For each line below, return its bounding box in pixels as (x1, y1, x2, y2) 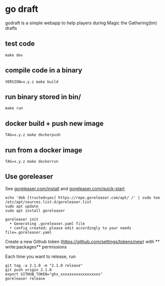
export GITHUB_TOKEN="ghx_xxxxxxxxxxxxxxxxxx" (5, 272, 103, 277)
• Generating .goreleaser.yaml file (9, 221, 85, 226)
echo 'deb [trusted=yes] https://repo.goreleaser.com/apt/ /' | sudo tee (5, 195, 161, 200)
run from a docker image (5, 146, 82, 154)
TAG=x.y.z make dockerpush (5, 132, 61, 137)
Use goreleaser (5, 172, 53, 181)
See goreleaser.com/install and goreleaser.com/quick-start (5, 185, 125, 191)
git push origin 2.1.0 (5, 267, 52, 272)
